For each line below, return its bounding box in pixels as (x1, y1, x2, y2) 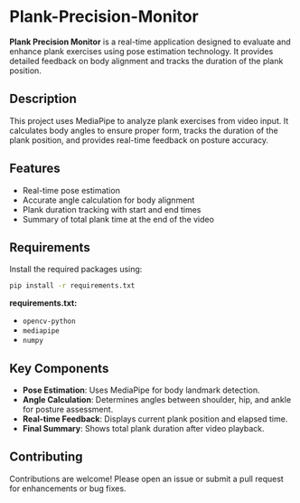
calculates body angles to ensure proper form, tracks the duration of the (9, 125, 278, 136)
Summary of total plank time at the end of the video (22, 214, 215, 224)
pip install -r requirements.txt (9, 281, 136, 290)
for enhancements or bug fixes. (9, 482, 127, 494)
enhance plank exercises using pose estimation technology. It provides (9, 45, 274, 56)
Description (9, 91, 77, 107)
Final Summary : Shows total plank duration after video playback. (22, 423, 265, 434)
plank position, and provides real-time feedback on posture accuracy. (9, 134, 269, 146)
